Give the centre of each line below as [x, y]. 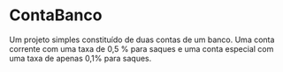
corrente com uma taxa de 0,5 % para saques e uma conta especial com [141, 48]
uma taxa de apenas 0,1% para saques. [80, 58]
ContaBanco [56, 15]
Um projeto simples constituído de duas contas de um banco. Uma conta [142, 40]
